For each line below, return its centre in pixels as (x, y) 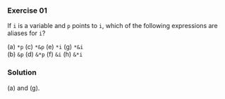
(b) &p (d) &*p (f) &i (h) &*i (45, 54)
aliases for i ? (26, 33)
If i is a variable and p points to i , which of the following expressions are (113, 26)
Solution (22, 72)
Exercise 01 (28, 11)
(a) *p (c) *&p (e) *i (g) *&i (45, 47)
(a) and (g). (24, 88)
